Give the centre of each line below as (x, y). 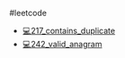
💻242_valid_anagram (62, 44)
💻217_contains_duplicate (68, 31)
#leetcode (28, 13)
